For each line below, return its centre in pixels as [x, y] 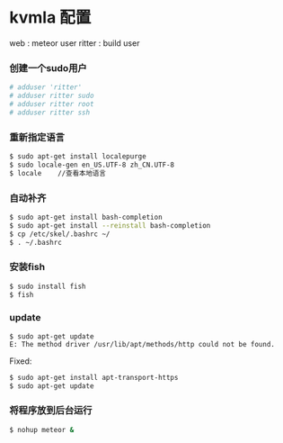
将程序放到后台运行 [51, 411]
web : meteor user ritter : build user [75, 43]
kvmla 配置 [50, 18]
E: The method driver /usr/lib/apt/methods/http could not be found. [142, 344]
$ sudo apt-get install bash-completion [86, 217]
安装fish [27, 267]
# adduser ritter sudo [52, 96]
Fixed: [21, 361]
